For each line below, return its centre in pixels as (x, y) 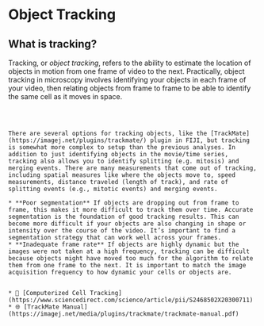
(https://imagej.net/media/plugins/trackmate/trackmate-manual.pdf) (124, 314)
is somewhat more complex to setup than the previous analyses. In (122, 148)
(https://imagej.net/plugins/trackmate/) (78, 140)
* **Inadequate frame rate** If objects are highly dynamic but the (124, 244)
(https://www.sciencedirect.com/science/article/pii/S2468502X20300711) (131, 300)
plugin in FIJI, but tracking (200, 140)
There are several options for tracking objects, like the (108, 133)
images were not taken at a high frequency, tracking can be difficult (129, 251)
